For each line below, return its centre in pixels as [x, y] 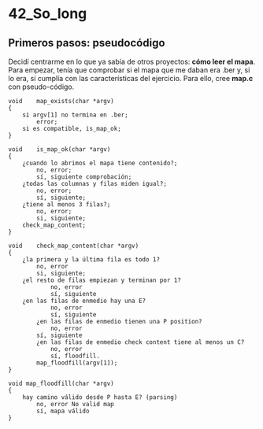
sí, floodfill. [75, 356]
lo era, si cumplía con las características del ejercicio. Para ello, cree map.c [131, 78]
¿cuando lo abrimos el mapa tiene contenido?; [100, 163]
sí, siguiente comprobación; [84, 177]
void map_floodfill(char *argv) [61, 383]
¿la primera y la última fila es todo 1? [91, 260]
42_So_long [48, 14]
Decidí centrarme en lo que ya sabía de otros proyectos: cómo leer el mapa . [132, 61]
